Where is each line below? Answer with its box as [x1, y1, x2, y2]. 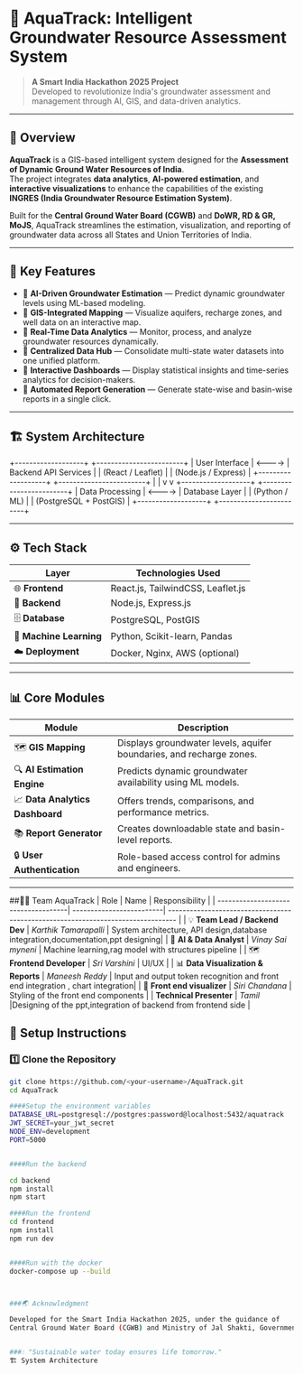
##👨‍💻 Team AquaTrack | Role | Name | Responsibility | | [9, 896, 216, 905]
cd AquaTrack [9, 1085, 59, 1095]
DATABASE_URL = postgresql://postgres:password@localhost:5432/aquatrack [9, 1110, 284, 1119]
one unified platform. [22, 355, 101, 366]
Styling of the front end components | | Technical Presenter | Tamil [9, 990, 260, 1000]
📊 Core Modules [9, 690, 106, 705]
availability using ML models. [116, 775, 240, 788]
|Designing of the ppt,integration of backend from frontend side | [9, 999, 251, 1010]
